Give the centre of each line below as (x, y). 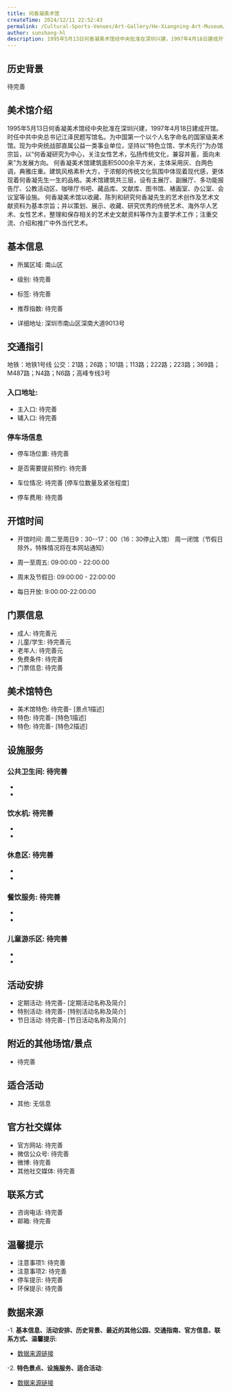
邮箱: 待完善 (34, 1221)
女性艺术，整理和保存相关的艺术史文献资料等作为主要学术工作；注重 (115, 214)
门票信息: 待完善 (40, 668)
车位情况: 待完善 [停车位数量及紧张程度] (73, 482)
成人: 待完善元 (37, 633)
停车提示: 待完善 (40, 1280)
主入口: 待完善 (37, 409)
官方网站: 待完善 (40, 1145)
